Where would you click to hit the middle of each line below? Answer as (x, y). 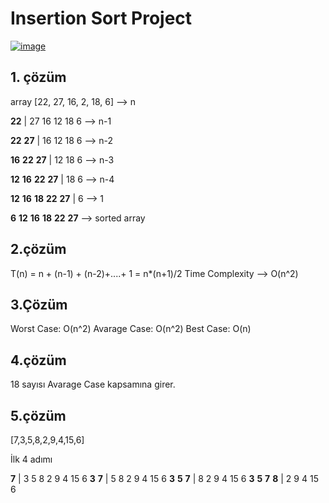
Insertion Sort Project (101, 18)
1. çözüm (38, 77)
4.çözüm (38, 360)
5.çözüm (38, 415)
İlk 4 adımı (31, 459)
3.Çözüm (39, 304)
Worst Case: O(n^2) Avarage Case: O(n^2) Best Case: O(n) (131, 329)
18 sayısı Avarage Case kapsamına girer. (93, 384)
